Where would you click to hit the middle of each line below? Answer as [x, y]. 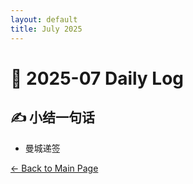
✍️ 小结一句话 [53, 117]
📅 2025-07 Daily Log [97, 78]
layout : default [44, 19]
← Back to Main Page [54, 168]
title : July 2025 [46, 29]
